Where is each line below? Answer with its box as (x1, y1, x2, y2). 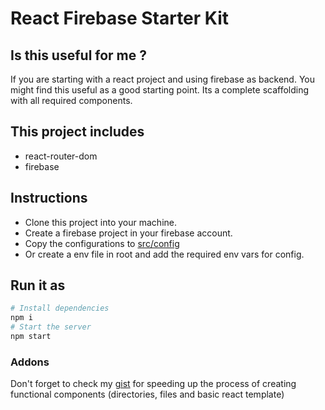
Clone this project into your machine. (24, 216, 178, 228)
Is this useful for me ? (10, 47, 148, 64)
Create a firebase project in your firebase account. (24, 227, 233, 239)
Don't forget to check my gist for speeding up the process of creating (10, 378, 297, 390)
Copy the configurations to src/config (24, 237, 180, 249)
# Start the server (10, 322, 92, 332)
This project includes (10, 123, 145, 141)
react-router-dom (24, 150, 98, 162)
